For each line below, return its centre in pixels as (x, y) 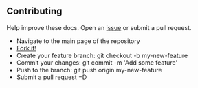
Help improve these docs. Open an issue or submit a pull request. (99, 27)
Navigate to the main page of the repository (78, 41)
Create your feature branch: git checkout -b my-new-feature (102, 55)
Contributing (34, 11)
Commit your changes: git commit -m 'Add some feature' (97, 62)
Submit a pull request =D (52, 77)
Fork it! (26, 48)
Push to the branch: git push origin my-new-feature (89, 70)
